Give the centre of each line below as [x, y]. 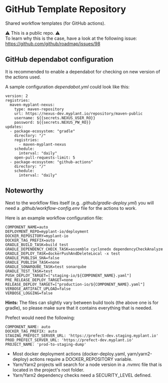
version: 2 [17, 96]
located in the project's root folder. [48, 370]
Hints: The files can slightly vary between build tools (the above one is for [82, 302]
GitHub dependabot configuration [59, 60]
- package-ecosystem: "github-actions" [52, 162]
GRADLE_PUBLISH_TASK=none [32, 262]
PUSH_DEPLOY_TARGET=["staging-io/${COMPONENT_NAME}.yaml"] [68, 275]
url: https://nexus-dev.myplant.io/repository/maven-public [78, 113]
